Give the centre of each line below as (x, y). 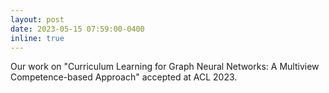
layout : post (37, 19)
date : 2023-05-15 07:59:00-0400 (77, 29)
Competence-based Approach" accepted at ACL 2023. (124, 77)
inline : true (37, 38)
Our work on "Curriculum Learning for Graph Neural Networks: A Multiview (165, 67)
